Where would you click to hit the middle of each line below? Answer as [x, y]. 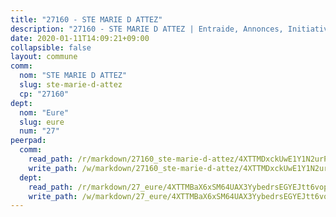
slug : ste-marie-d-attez [71, 85]
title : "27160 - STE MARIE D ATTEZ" [86, 19]
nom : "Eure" [44, 112]
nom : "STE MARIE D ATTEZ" [73, 76]
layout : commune [44, 57]
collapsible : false [51, 47]
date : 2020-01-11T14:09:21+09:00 [80, 38]
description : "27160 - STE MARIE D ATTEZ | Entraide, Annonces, [147, 29]
